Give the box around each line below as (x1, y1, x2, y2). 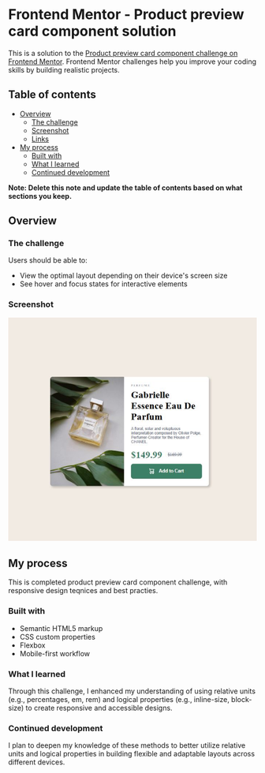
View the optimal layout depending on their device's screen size (19, 271, 228, 281)
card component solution (8, 22, 177, 40)
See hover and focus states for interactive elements (19, 279, 188, 289)
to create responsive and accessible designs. (25, 703, 173, 712)
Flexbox (19, 640, 46, 650)
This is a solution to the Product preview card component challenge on (8, 48, 238, 58)
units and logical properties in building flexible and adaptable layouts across (8, 749, 255, 759)
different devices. (8, 757, 65, 767)
